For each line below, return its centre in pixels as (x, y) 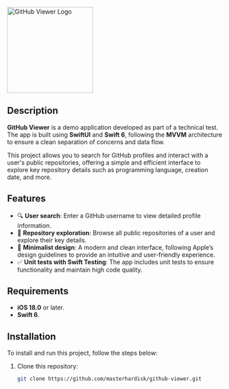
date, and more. (29, 177)
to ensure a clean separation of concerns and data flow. (86, 142)
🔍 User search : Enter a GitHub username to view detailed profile (109, 215)
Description (33, 111)
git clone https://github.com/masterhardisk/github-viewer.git (109, 379)
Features (26, 199)
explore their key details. (52, 240)
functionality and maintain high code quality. (80, 270)
